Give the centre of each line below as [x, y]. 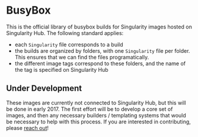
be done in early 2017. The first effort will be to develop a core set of [90, 109]
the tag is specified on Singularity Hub [61, 69]
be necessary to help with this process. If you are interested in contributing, [98, 122]
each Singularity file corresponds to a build [69, 44]
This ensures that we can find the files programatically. [82, 57]
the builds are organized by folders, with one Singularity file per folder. [102, 50]
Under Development [44, 89]
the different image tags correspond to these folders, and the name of [100, 63]
